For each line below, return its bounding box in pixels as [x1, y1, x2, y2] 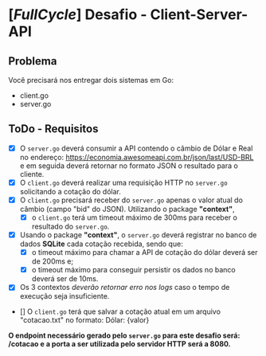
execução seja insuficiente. [19, 291, 110, 301]
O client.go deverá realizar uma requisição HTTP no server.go [19, 178, 229, 187]
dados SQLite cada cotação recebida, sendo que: [19, 239, 183, 248]
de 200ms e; [31, 256, 74, 266]
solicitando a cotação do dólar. [19, 186, 122, 196]
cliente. [19, 169, 45, 178]
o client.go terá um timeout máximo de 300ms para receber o [31, 213, 237, 222]
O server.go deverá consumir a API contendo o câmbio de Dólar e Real [19, 143, 253, 153]
